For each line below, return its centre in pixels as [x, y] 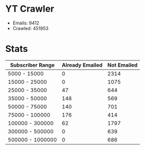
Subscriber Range [32, 65]
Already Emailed [82, 65]
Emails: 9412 [26, 23]
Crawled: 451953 [31, 28]
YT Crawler [30, 9]
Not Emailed [123, 65]
